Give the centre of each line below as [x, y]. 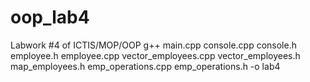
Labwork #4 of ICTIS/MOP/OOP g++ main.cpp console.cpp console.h [153, 45]
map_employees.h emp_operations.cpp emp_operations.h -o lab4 [145, 66]
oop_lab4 [50, 17]
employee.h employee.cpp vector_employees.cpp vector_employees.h [155, 55]
